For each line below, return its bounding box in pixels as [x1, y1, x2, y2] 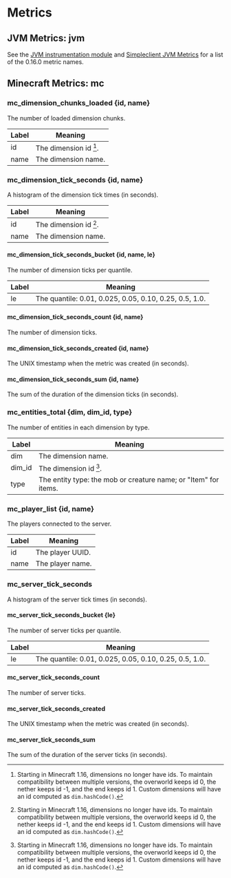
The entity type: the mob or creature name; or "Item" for [38, 475, 219, 484]
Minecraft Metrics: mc [7, 78, 104, 89]
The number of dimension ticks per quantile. [7, 266, 133, 274]
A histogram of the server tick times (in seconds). [7, 595, 148, 603]
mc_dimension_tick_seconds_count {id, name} [7, 313, 144, 321]
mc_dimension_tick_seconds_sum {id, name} [7, 375, 140, 383]
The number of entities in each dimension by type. [7, 423, 150, 431]
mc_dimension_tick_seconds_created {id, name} [7, 344, 149, 352]
